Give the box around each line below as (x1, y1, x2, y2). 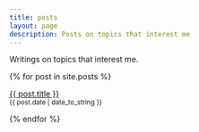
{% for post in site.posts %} (9, 71, 112, 82)
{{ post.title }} (9, 88, 60, 99)
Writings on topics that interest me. (9, 54, 139, 65)
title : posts (9, 12, 58, 22)
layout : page (9, 21, 58, 30)
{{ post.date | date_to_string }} (9, 98, 103, 107)
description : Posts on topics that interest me (9, 29, 191, 38)
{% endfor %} (9, 113, 61, 125)
